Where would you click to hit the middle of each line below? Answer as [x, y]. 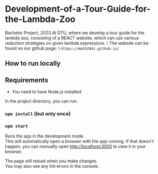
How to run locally [33, 63]
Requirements [27, 80]
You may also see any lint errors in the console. [52, 166]
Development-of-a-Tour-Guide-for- [78, 9]
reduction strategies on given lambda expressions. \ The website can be [77, 43]
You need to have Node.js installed [46, 92]
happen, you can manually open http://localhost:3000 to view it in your [76, 146]
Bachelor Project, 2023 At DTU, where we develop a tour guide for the [75, 33]
